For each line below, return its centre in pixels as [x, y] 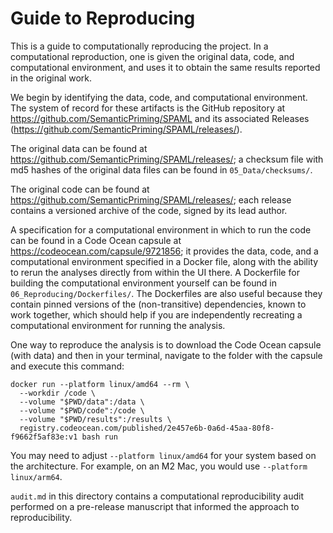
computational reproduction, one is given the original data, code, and [152, 56]
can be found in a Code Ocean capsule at [96, 240]
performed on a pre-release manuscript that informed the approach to [155, 506]
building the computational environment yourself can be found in [143, 283]
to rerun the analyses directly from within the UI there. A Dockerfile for [155, 272]
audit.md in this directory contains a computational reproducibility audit [157, 496]
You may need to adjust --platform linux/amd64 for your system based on [163, 455]
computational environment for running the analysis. [118, 325]
